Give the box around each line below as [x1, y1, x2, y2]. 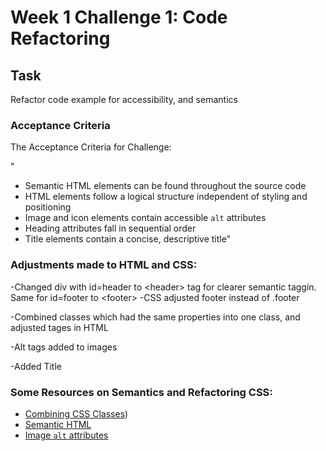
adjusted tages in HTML [10, 321, 109, 333]
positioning [24, 201, 72, 213]
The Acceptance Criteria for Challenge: [10, 141, 172, 153]
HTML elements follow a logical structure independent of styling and [24, 191, 308, 203]
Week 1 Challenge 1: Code [10, 6, 228, 29]
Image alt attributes [24, 429, 109, 441]
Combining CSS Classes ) [24, 407, 129, 420]
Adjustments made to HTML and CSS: [10, 258, 198, 272]
